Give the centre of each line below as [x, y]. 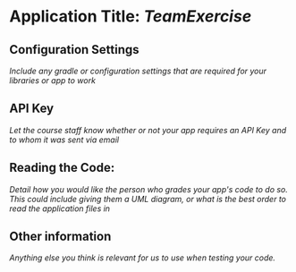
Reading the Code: [62, 168]
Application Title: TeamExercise [131, 17]
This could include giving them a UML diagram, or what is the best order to [148, 199]
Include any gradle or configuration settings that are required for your [138, 71]
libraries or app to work [53, 81]
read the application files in [59, 208]
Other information [60, 237]
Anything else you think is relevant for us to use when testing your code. [142, 258]
